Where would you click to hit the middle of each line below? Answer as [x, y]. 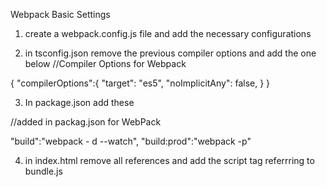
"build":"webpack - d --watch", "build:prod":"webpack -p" [131, 141]
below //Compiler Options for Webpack [105, 63]
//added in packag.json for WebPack [86, 122]
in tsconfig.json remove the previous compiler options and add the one [170, 53]
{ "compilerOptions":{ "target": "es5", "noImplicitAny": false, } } [140, 83]
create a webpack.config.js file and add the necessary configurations [168, 33]
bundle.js [43, 171]
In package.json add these [79, 102]
